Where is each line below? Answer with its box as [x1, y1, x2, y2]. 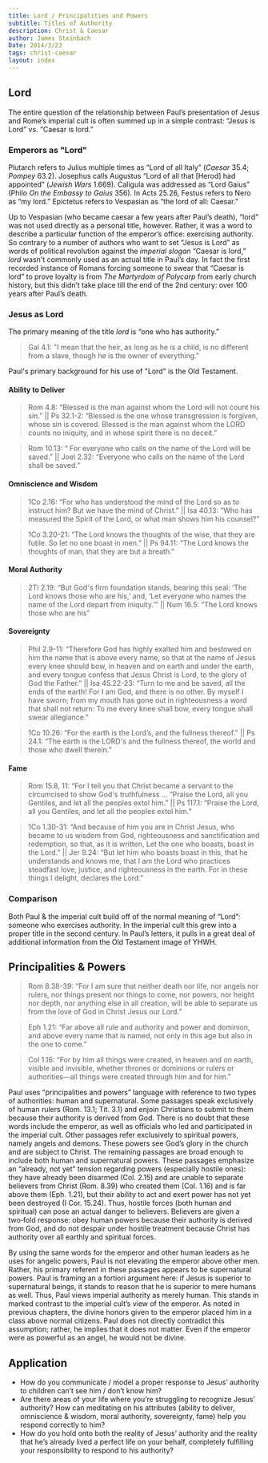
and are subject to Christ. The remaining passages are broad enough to [8, 1147, 244, 1157]
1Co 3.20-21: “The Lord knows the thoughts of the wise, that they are [27, 530, 256, 539]
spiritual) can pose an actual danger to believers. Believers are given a [8, 1207, 240, 1216]
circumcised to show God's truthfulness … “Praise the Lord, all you [27, 790, 248, 800]
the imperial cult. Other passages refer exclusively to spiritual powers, [8, 1130, 238, 1140]
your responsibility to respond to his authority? [19, 1445, 174, 1455]
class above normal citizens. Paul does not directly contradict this [8, 1316, 226, 1326]
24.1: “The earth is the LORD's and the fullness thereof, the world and [27, 736, 256, 746]
